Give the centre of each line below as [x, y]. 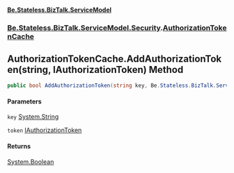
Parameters [24, 101]
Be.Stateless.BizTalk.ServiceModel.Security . [85, 28]
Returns [19, 146]
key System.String [33, 117]
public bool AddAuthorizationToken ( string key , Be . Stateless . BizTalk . [112, 86]
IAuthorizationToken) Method [118, 69]
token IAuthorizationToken [45, 130]
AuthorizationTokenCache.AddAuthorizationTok [115, 59]
